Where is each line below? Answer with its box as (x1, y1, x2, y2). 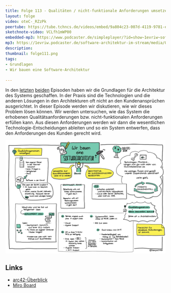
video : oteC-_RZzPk (5, 19, 47, 24)
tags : (5, 56, 17, 61)
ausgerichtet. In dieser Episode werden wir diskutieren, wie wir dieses (5, 103, 152, 109)
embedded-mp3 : (5, 35, 36, 40)
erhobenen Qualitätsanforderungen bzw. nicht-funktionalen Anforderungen (5, 114, 163, 120)
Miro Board (12, 282, 37, 288)
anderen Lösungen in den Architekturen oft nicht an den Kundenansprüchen (5, 98, 165, 104)
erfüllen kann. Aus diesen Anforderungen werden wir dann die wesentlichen (5, 119, 165, 125)
